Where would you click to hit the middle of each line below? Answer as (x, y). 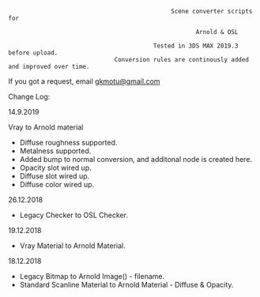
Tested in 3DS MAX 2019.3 (196, 46)
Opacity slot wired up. (56, 167)
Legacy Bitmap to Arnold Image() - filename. (92, 276)
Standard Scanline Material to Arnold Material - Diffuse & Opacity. (126, 285)
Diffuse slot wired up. (55, 176)
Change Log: (29, 96)
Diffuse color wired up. (57, 184)
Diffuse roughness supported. (68, 143)
